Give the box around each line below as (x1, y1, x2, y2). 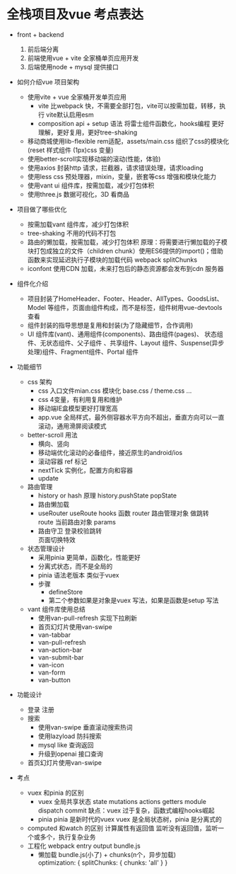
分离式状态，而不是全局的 (37, 562, 113, 570)
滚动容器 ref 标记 (37, 457, 88, 466)
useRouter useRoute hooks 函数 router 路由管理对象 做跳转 (37, 509, 209, 517)
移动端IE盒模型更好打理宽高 (37, 404, 118, 413)
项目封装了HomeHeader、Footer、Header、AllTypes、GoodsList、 (27, 294, 223, 303)
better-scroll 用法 (27, 430, 78, 439)
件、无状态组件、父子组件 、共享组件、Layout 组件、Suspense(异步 (27, 338, 225, 347)
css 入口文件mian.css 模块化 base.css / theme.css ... (37, 386, 192, 395)
